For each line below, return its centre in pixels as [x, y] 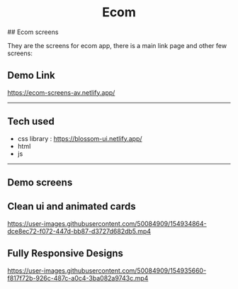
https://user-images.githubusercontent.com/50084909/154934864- [107, 223]
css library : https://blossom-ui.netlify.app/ [80, 138]
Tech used [31, 121]
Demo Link [31, 75]
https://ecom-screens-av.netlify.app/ [61, 92]
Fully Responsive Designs [66, 253]
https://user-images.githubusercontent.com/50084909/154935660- [107, 271]
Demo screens [40, 182]
